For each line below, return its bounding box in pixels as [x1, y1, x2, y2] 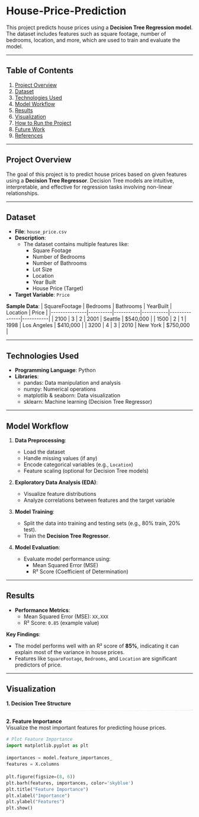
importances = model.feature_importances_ [6, 755, 113, 761]
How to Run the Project [14, 119, 72, 126]
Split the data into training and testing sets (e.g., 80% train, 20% [23, 520, 181, 527]
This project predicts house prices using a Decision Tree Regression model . [6, 24, 193, 31]
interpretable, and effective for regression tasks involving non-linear [6, 183, 173, 190]
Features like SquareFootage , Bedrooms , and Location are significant [14, 655, 177, 662]
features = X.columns [6, 761, 60, 768]
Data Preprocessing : [14, 437, 66, 444]
